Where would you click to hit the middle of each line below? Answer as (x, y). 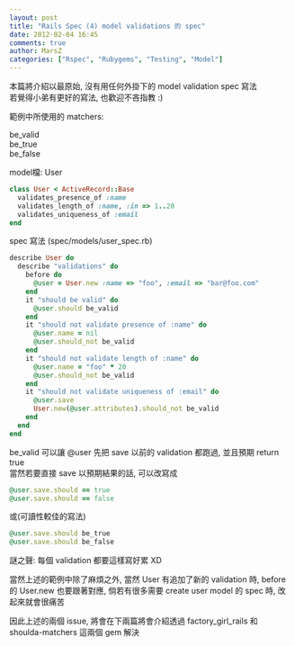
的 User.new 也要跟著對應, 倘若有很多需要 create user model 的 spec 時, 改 (147, 591)
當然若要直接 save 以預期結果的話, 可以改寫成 (94, 472)
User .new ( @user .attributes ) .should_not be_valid (126, 409)
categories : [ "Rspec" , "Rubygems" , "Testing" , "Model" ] (116, 59)
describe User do (42, 258)
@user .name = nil (66, 334)
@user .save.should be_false (62, 542)
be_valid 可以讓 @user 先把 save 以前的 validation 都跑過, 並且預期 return (144, 452)
